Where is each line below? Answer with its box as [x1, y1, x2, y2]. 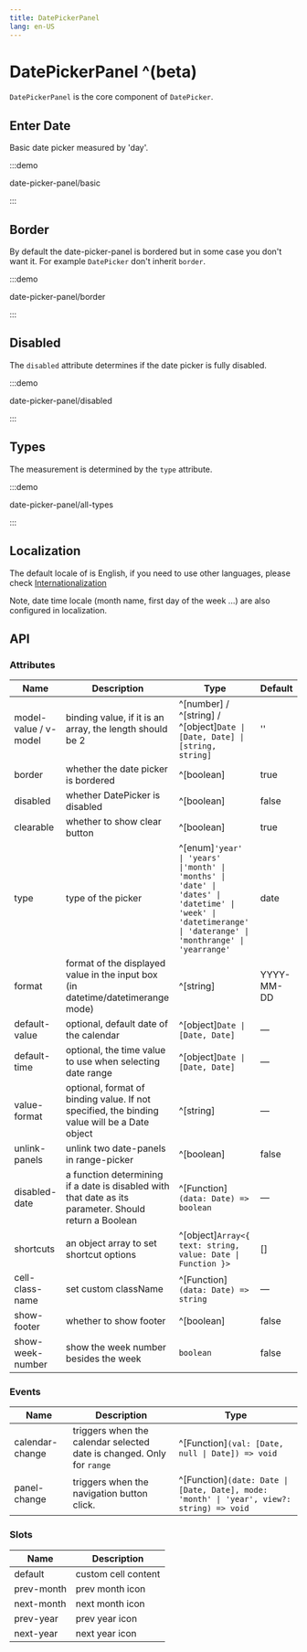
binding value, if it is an [65, 711, 164, 724]
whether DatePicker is [65, 789, 161, 802]
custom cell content [75, 1567, 161, 1580]
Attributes [9, 658, 56, 671]
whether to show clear [65, 815, 162, 828]
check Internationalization [9, 577, 107, 588]
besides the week [65, 1352, 142, 1365]
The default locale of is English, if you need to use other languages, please [9, 568, 291, 579]
